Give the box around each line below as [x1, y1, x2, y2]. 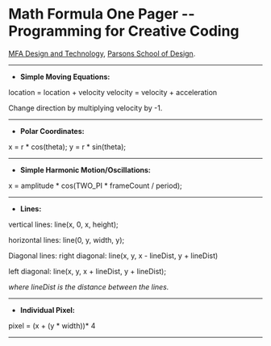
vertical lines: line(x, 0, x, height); [8, 219, 119, 229]
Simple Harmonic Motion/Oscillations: [19, 165, 152, 174]
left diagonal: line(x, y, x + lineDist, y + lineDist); [8, 266, 167, 276]
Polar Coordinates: [19, 126, 85, 135]
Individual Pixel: [19, 305, 75, 315]
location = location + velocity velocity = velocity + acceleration [8, 87, 218, 97]
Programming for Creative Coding [8, 22, 240, 40]
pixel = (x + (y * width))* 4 [8, 320, 96, 331]
